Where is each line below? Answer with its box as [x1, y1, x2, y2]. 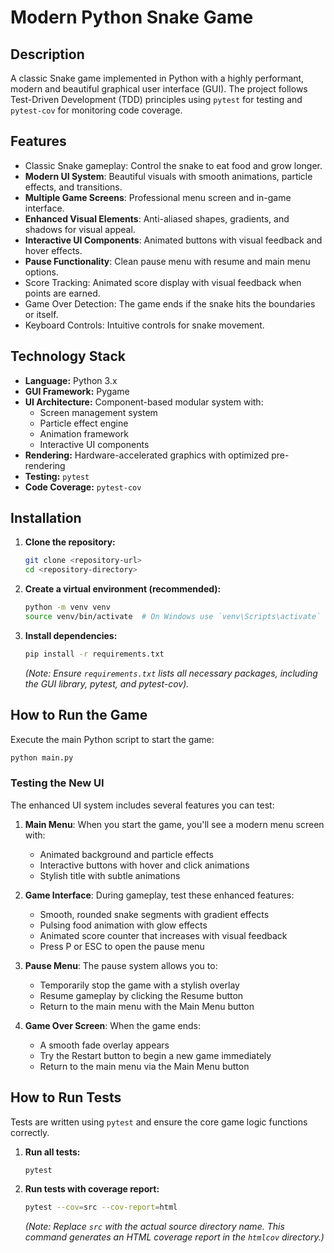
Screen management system [39, 406, 158, 418]
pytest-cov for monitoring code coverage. [10, 104, 183, 116]
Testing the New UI [10, 776, 105, 790]
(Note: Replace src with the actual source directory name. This [24, 1221, 285, 1233]
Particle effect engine [39, 417, 129, 429]
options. [24, 266, 59, 278]
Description [10, 46, 85, 63]
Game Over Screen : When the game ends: [24, 1019, 201, 1031]
